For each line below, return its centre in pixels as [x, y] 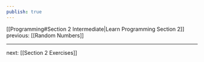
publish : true [24, 12]
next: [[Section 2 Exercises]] [42, 52]
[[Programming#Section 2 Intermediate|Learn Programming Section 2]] [95, 29]
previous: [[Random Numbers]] [45, 35]
